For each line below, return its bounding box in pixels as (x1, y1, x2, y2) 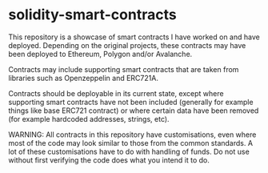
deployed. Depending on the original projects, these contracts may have (8, 40, 246, 50)
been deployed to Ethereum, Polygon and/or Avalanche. (8, 49, 193, 58)
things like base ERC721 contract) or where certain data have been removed (8, 106, 259, 115)
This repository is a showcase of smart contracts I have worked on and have (8, 32, 260, 42)
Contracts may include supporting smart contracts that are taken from (8, 64, 239, 74)
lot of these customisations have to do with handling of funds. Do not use (8, 147, 250, 156)
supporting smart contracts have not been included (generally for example (8, 97, 254, 107)
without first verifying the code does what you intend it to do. (8, 155, 210, 165)
